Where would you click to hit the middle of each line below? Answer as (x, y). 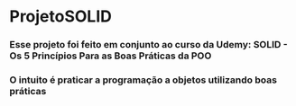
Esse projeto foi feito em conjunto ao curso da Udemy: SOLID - (148, 45)
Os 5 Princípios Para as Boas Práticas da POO (111, 56)
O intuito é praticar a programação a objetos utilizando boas (143, 80)
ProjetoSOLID (61, 17)
